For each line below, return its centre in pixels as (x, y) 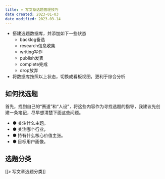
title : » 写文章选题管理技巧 (32, 10)
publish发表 (31, 58)
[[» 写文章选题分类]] (26, 171)
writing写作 (31, 52)
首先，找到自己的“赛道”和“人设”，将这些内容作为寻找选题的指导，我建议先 (81, 107)
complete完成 (34, 64)
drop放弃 (29, 71)
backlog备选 (32, 39)
